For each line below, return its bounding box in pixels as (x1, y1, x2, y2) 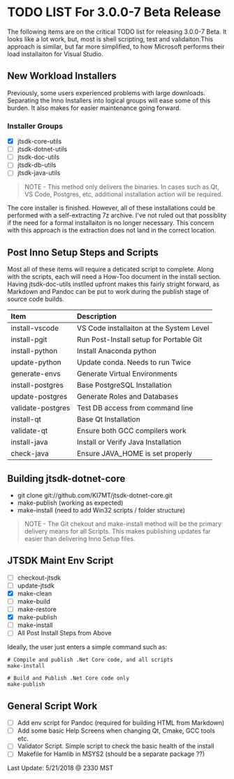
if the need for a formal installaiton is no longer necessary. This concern (7, 219, 214, 227)
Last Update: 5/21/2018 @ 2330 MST (7, 764, 114, 772)
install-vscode (10, 323, 59, 333)
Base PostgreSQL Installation (76, 380, 173, 390)
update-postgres (10, 392, 68, 402)
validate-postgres (10, 403, 71, 413)
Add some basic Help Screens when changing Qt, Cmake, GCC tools (17, 726, 215, 735)
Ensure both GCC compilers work (76, 426, 187, 435)
